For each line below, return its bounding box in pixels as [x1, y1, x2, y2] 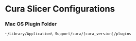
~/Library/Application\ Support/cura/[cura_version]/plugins [5, 31, 132, 37]
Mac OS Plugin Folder [5, 21, 57, 27]
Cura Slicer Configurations [5, 3, 115, 14]
